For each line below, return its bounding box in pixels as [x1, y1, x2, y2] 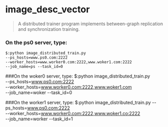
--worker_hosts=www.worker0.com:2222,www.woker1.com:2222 [5, 60, 132, 65]
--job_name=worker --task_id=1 [5, 116, 73, 122]
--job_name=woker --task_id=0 [5, 89, 72, 96]
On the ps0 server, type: [5, 39, 68, 46]
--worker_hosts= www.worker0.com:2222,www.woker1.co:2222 [5, 111, 140, 117]
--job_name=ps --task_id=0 [5, 64, 63, 69]
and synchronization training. [17, 26, 80, 32]
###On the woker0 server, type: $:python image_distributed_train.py [5, 73, 151, 79]
